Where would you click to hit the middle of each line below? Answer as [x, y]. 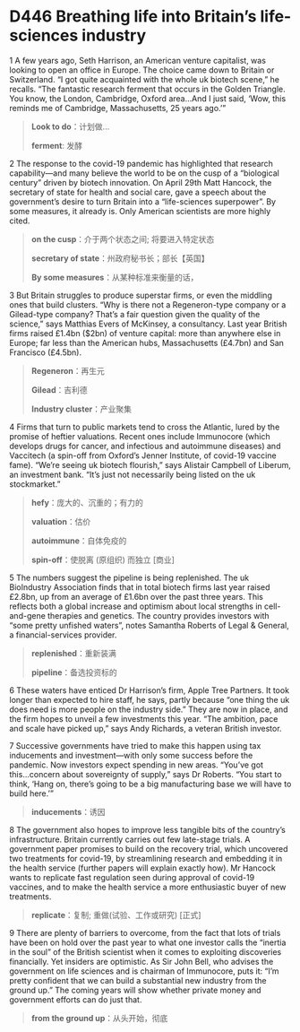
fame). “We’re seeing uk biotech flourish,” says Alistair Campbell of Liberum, [150, 464]
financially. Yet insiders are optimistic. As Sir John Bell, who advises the [141, 961]
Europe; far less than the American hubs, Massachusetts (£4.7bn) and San [147, 343]
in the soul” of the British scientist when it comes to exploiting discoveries [146, 951]
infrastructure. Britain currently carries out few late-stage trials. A [130, 839]
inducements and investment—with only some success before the [131, 755]
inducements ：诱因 [68, 811]
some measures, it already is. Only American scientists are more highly [140, 211]
